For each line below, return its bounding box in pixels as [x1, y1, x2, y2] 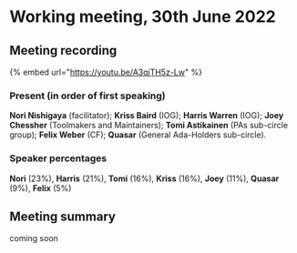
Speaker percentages [9, 152, 108, 165]
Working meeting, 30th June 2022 [9, 6, 276, 27]
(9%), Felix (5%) [9, 182, 72, 193]
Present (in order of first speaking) [9, 89, 166, 102]
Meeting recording [9, 43, 118, 58]
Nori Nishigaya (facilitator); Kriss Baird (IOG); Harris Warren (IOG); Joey [9, 110, 284, 121]
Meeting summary [9, 208, 117, 224]
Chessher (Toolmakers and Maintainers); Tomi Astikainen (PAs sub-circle [9, 120, 289, 131]
